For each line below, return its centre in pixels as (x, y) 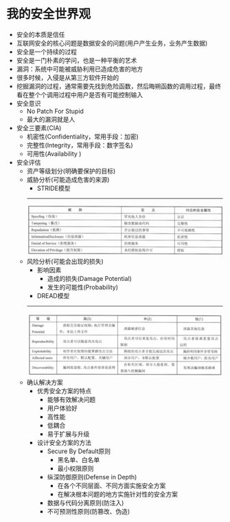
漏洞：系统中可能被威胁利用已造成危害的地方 (80, 69)
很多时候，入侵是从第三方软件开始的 (68, 77)
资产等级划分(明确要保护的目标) (71, 171)
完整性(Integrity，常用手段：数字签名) (80, 145)
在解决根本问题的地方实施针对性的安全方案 (117, 494)
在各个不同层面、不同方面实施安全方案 (112, 486)
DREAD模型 (53, 295)
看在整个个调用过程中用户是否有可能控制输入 (80, 94)
